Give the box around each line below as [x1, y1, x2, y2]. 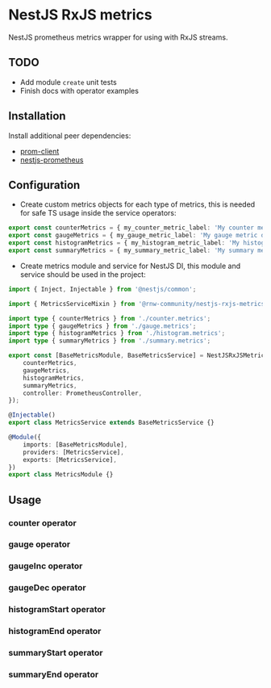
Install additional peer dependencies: [8, 131, 131, 141]
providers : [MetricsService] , [23, 448, 125, 456]
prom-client [19, 146, 60, 156]
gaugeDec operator [8, 582, 86, 594]
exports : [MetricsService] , [23, 455, 117, 464]
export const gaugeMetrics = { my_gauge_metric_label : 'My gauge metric [8, 232, 258, 240]
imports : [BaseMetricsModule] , [23, 440, 128, 449]
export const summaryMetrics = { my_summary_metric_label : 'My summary [8, 246, 254, 254]
